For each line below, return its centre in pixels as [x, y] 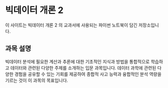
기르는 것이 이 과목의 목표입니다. [37, 80]
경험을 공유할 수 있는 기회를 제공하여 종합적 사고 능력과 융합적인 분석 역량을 [88, 74]
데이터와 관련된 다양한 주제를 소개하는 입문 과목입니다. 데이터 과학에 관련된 [83, 67]
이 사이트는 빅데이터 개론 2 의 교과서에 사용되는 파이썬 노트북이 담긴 [71, 25]
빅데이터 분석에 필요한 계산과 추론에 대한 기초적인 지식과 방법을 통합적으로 [77, 61]
